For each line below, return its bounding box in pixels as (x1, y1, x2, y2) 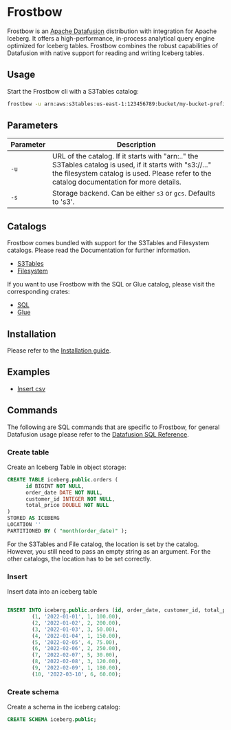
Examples (7, 366, 50, 378)
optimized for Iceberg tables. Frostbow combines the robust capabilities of (7, 41, 219, 50)
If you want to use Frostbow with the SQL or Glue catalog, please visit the (7, 280, 215, 289)
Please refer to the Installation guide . (7, 346, 111, 355)
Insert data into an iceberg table (7, 587, 98, 596)
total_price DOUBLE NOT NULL (25, 502, 109, 509)
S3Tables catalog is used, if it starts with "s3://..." (52, 160, 212, 169)
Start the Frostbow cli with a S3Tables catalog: (7, 87, 139, 95)
